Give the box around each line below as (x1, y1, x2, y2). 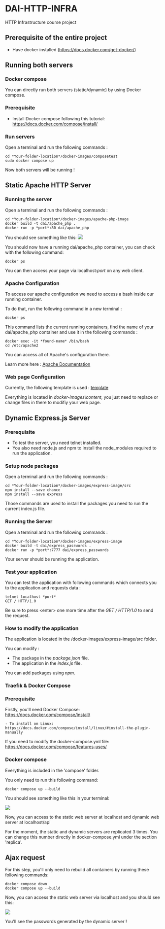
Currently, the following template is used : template (5, 385, 108, 391)
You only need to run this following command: (5, 777, 99, 783)
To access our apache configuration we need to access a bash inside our (5, 291, 154, 297)
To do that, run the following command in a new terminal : (5, 306, 122, 312)
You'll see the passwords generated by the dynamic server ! (5, 918, 127, 924)
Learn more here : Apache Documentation (5, 361, 91, 367)
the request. (5, 612, 30, 619)
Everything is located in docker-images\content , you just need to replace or (5, 394, 159, 400)
